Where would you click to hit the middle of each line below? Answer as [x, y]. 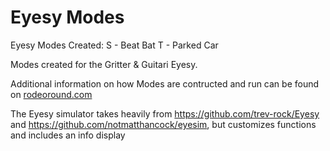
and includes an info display [68, 135]
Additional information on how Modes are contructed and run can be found [165, 83]
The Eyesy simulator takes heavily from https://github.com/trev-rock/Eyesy [165, 113]
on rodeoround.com [51, 94]
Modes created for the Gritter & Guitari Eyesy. [104, 64]
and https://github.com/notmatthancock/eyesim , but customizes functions [163, 124]
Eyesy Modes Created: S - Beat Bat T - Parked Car [114, 45]
